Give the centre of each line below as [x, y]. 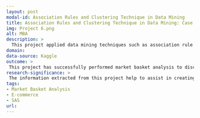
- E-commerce [22, 95]
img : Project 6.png [30, 28]
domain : [16, 51]
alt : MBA [17, 34]
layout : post [22, 12]
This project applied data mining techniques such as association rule [102, 45]
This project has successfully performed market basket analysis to [96, 67]
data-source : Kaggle [32, 56]
